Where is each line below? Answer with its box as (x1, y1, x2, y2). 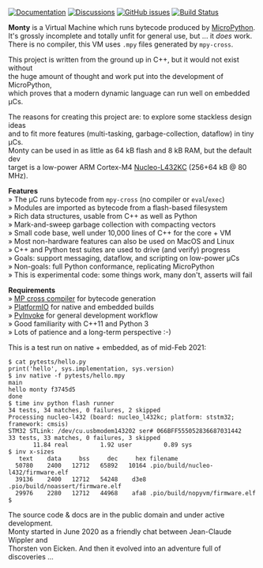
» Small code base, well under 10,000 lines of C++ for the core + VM (8, 228, 231, 237)
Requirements (8, 285, 56, 295)
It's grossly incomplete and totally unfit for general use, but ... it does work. (8, 32, 253, 40)
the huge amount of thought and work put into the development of (8, 72, 224, 81)
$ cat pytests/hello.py (8, 358, 87, 366)
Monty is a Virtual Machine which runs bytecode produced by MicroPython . (8, 23, 256, 32)
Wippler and (8, 536, 48, 544)
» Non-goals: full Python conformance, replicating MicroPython (8, 261, 215, 271)
